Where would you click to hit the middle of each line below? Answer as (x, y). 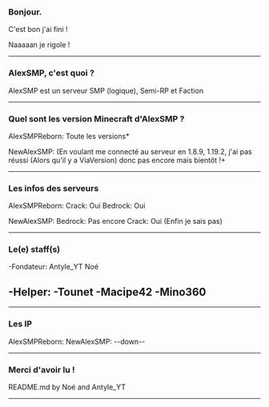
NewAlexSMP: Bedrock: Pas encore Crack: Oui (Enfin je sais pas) (115, 221)
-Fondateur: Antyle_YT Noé (53, 267)
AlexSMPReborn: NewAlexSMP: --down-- (77, 341)
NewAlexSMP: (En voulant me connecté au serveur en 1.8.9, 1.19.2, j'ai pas (130, 151)
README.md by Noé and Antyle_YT (67, 387)
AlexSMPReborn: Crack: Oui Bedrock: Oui (77, 205)
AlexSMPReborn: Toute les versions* (69, 136)
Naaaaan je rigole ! (39, 45)
